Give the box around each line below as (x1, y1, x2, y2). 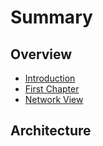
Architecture (10, 122, 92, 140)
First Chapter (24, 83, 80, 95)
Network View (24, 94, 84, 105)
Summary (10, 6, 93, 29)
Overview (10, 46, 73, 63)
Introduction (24, 72, 76, 84)
